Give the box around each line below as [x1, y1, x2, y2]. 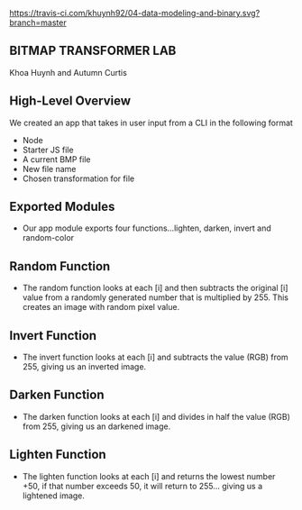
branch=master [9, 17, 67, 28]
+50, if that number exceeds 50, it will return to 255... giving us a [22, 480, 263, 491]
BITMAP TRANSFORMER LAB [9, 43, 177, 59]
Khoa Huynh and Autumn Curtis [9, 67, 128, 77]
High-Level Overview [9, 94, 132, 109]
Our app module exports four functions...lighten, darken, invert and [22, 223, 272, 233]
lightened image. [22, 490, 86, 501]
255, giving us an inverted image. [22, 361, 147, 372]
